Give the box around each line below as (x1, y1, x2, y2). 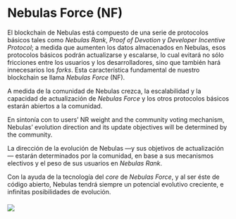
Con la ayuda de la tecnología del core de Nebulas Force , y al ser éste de (7, 173, 220, 181)
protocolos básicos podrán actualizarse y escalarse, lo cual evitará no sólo (7, 51, 224, 59)
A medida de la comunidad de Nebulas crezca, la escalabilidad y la (7, 87, 201, 95)
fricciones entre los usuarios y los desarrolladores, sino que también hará (7, 58, 221, 66)
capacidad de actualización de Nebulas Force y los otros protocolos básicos (7, 94, 230, 103)
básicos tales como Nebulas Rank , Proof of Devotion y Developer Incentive (7, 35, 225, 44)
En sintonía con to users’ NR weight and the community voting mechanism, (7, 115, 225, 124)
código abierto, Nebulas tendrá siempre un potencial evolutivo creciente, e (7, 180, 224, 188)
